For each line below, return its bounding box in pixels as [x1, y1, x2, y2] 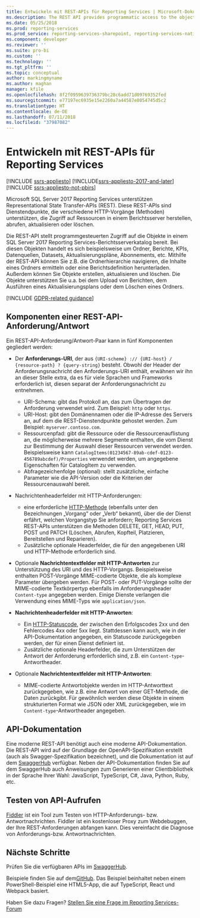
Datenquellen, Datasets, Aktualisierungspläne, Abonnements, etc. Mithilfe [6, 252, 186, 259]
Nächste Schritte [6, 847, 70, 857]
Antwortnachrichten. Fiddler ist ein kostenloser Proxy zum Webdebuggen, [6, 817, 187, 824]
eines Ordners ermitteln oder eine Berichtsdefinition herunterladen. [6, 264, 171, 271]
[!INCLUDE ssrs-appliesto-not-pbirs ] [6, 184, 96, 191]
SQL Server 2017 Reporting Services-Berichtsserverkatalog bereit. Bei [6, 239, 179, 246]
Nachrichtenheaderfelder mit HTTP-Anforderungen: [14, 492, 142, 499]
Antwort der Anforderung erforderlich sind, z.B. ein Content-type [23, 652, 183, 659]
